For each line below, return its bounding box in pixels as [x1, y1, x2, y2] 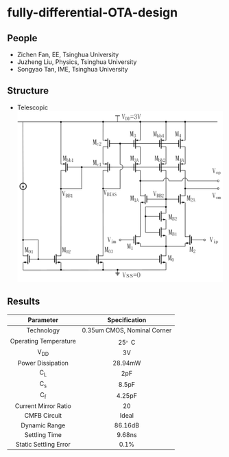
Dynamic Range [21, 421, 66, 429]
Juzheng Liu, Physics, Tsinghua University [16, 58, 137, 66]
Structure [7, 85, 49, 97]
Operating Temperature [10, 337, 77, 345]
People [7, 32, 38, 44]
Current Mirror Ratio [14, 402, 72, 410]
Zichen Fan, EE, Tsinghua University [16, 50, 119, 59]
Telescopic [16, 103, 49, 111]
